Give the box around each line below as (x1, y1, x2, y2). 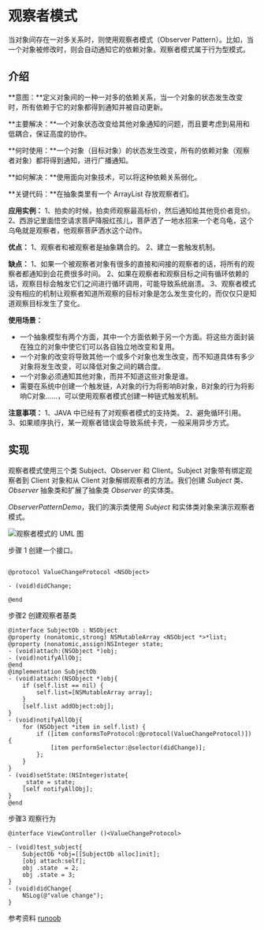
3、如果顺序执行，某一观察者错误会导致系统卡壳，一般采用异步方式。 (8, 417, 234, 427)
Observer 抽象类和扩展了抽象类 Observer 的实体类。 (8, 485, 179, 495)
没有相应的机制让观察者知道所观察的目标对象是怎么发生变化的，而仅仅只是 (8, 289, 250, 298)
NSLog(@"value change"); (22, 891, 104, 899)
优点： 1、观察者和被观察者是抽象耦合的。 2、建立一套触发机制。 (8, 242, 220, 252)
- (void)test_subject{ (8, 843, 83, 851)
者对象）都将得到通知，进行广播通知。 (8, 155, 132, 165)
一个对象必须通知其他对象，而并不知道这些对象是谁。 (19, 372, 193, 381)
